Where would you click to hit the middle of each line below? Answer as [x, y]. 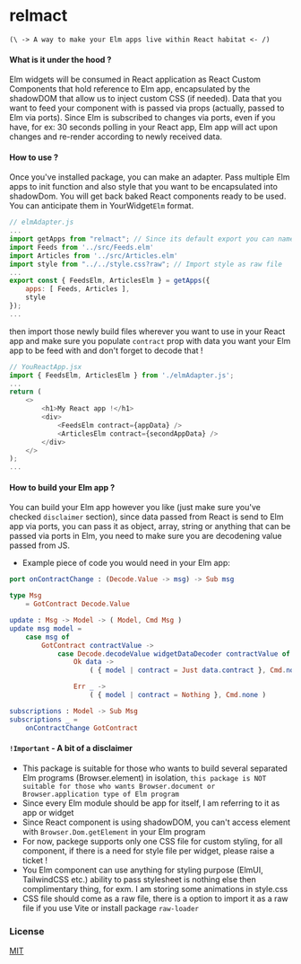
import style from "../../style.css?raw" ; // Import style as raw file [146, 264]
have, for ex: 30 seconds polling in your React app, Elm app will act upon [143, 128]
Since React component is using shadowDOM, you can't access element [156, 822]
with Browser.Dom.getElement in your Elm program [114, 831]
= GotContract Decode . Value [77, 604]
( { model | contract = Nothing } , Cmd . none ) [178, 695]
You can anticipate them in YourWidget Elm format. [102, 206]
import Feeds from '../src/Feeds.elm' [82, 247]
